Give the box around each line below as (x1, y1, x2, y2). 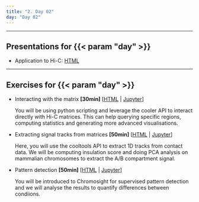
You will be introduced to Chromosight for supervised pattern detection (14, 178, 189, 185)
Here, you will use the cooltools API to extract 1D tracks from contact (14, 142, 183, 149)
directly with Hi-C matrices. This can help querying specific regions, (14, 113, 182, 120)
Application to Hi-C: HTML (14, 57, 80, 64)
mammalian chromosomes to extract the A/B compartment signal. (14, 155, 176, 162)
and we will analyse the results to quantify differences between (14, 184, 169, 191)
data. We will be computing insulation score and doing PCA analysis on (14, 149, 188, 156)
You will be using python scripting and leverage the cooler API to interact (14, 107, 193, 114)
